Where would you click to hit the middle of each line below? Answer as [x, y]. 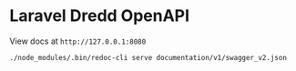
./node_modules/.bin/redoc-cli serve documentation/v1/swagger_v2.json [148, 57]
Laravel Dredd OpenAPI [99, 16]
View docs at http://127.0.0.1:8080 [78, 41]
